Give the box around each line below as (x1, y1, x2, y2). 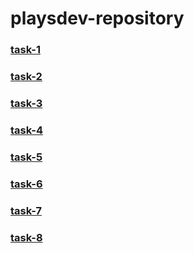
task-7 (10, 203, 42, 217)
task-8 (10, 230, 43, 244)
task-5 (10, 150, 43, 164)
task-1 (10, 43, 41, 57)
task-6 (10, 177, 43, 191)
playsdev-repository (10, 7, 185, 30)
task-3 (10, 96, 43, 110)
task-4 (10, 123, 43, 137)
